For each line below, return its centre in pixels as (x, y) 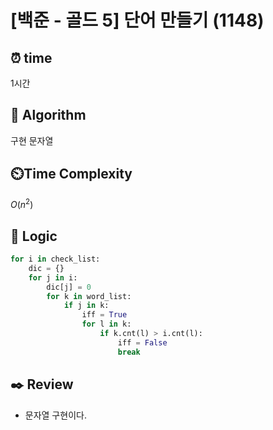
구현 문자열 (32, 140)
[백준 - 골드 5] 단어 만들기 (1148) (137, 20)
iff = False (142, 342)
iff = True (104, 315)
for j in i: (53, 277)
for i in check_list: (55, 259)
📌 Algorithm (48, 115)
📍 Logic (34, 236)
